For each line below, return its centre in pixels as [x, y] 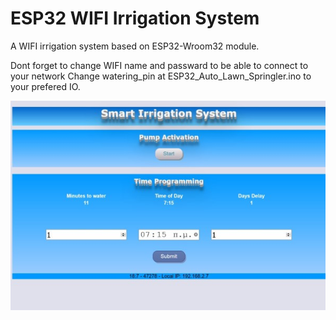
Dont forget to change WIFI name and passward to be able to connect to [159, 65]
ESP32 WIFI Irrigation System [135, 18]
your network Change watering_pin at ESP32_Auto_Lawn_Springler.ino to [161, 76]
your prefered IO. [45, 86]
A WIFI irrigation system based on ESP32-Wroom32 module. [135, 46]
